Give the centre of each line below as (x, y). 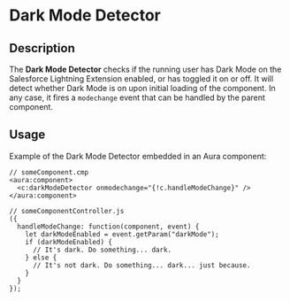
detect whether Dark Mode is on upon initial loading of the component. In (142, 88)
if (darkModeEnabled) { (69, 242)
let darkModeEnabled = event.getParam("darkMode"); (122, 234)
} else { (41, 258)
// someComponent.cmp (49, 172)
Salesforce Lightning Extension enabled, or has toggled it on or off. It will (141, 79)
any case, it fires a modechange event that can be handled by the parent (137, 97)
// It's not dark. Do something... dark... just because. (141, 265)
